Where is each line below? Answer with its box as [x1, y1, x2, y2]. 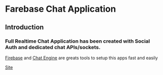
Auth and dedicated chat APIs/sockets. [5, 44, 101, 50]
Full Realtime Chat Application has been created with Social [5, 38, 150, 45]
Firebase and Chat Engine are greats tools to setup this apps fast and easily [5, 55, 158, 61]
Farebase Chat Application [5, 3, 116, 15]
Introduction [5, 23, 44, 31]
